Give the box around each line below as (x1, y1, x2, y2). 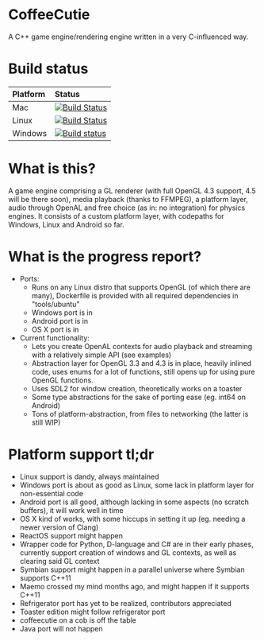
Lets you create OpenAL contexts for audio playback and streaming (31, 341, 253, 351)
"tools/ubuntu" (31, 299, 80, 309)
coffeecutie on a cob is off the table (19, 615, 137, 625)
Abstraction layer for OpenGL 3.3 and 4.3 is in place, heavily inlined (31, 358, 252, 367)
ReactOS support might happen (19, 530, 123, 540)
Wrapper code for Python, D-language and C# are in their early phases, (19, 539, 254, 549)
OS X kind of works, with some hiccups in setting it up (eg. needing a (19, 514, 246, 523)
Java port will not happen (19, 624, 103, 633)
